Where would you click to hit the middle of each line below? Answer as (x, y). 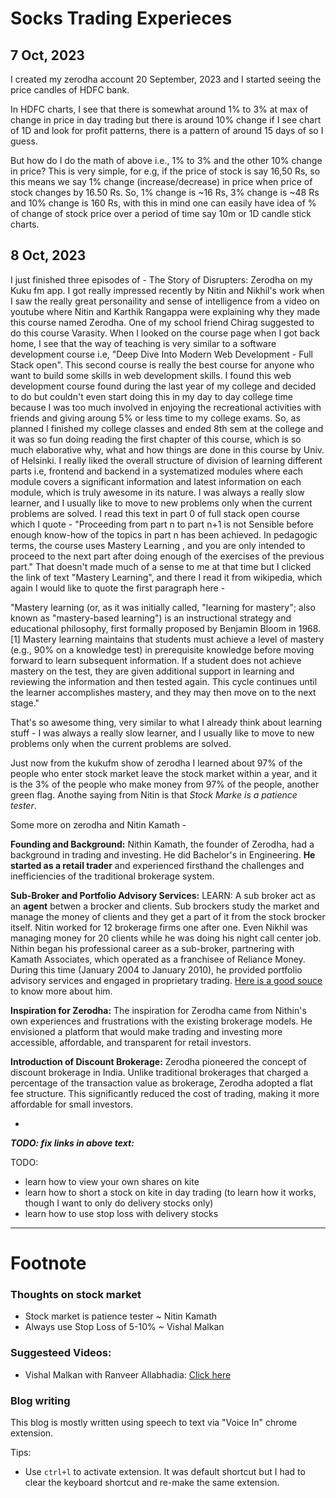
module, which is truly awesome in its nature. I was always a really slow (157, 492)
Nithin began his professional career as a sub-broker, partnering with (152, 948)
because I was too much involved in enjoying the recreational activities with (166, 407)
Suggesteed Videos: (61, 1353)
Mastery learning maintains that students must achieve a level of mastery (173, 639)
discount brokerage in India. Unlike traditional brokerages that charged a (159, 1072)
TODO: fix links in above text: (72, 1143)
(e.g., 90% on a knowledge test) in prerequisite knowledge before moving (162, 649)
